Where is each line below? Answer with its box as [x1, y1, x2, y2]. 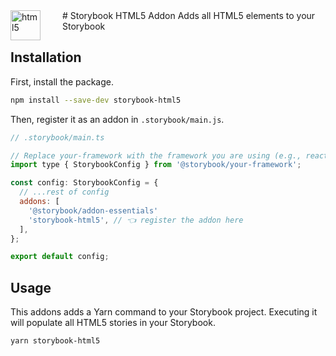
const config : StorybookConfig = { [10, 178, 159, 188]
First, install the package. [10, 75, 114, 88]
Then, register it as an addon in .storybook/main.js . [10, 113, 225, 125]
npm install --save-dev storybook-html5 [10, 95, 182, 105]
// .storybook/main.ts [10, 132, 105, 143]
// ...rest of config [19, 187, 110, 198]
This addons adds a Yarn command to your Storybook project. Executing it [10, 306, 318, 318]
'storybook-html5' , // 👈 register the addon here [28, 215, 244, 225]
